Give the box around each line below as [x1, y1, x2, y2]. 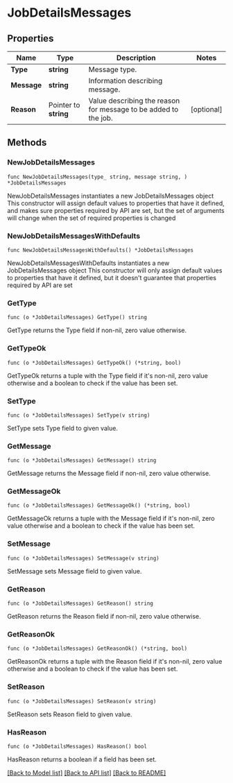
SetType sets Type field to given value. [7, 424, 118, 432]
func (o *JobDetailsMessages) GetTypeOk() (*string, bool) [7, 359, 182, 366]
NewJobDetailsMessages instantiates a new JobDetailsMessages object [7, 191, 214, 200]
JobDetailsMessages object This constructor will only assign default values [7, 266, 223, 275]
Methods [7, 137, 47, 148]
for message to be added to [88, 105, 179, 114]
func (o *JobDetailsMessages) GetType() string [7, 314, 148, 321]
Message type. [88, 64, 137, 74]
